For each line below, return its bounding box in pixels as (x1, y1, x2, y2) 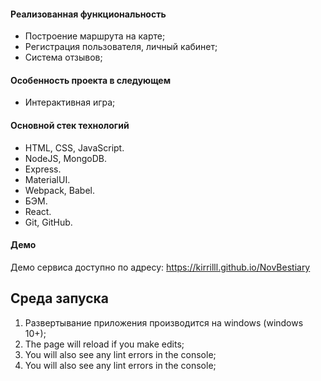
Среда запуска (10, 290, 109, 307)
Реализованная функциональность (10, 8, 167, 20)
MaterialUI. (24, 173, 71, 185)
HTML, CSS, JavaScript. (24, 141, 125, 154)
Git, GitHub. (24, 216, 73, 228)
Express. (24, 163, 62, 175)
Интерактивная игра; (24, 96, 116, 109)
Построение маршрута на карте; (24, 30, 166, 42)
